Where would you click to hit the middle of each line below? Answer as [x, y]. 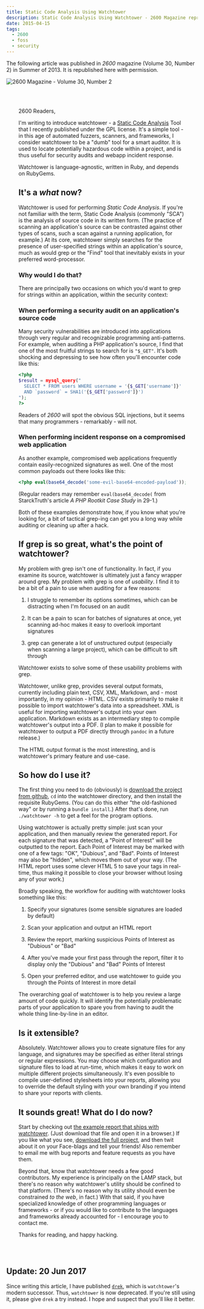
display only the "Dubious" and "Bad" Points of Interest [96, 965]
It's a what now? [50, 193]
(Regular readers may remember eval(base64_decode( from [92, 494]
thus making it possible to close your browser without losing [107, 873]
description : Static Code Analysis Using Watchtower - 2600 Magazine [96, 18]
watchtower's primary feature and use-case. [74, 756]
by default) [41, 916]
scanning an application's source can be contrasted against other [100, 227]
